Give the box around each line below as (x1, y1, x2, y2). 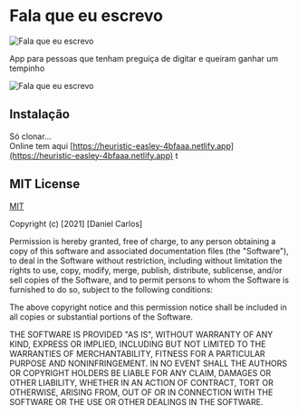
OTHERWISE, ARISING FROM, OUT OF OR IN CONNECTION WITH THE (9, 387, 274, 398)
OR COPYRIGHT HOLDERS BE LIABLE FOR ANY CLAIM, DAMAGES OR (9, 367, 272, 378)
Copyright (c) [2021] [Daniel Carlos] (9, 218, 143, 229)
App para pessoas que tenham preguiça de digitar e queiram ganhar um (9, 53, 279, 64)
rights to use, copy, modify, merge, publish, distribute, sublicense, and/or (9, 264, 283, 275)
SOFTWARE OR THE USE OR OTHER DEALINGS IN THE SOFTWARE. (9, 396, 264, 407)
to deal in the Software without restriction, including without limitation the (9, 255, 283, 266)
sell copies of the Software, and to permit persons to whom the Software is (9, 274, 290, 285)
